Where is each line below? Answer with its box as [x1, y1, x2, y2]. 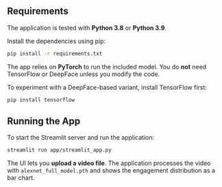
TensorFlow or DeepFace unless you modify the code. [7, 70, 160, 78]
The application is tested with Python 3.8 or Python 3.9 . [7, 23, 166, 32]
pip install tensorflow [7, 96, 75, 103]
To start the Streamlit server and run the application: [7, 134, 155, 142]
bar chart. [7, 174, 36, 182]
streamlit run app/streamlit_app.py [7, 147, 112, 153]
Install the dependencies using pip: [7, 37, 106, 45]
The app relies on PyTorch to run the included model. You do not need [7, 62, 207, 71]
